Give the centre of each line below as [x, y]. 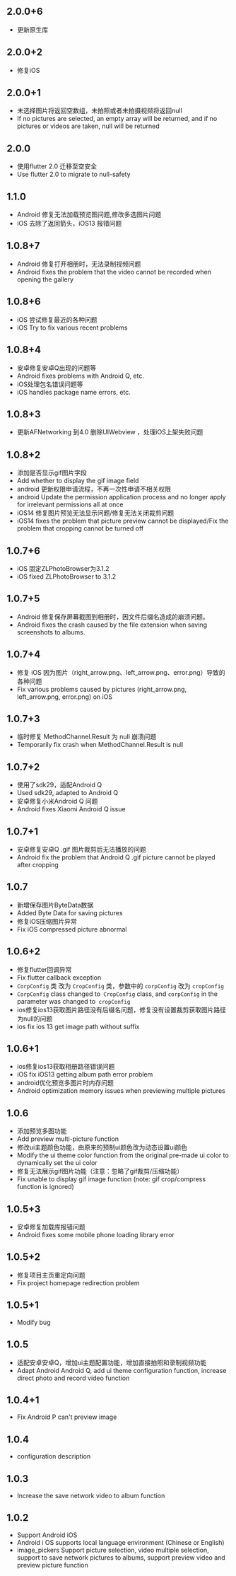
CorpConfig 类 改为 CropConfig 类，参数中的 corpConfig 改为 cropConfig [120, 985]
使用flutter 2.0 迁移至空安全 [57, 166]
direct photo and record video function [73, 1378]
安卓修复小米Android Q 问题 [57, 801]
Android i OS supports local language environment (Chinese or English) [120, 1542]
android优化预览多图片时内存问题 [65, 1083]
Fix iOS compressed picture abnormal [72, 929]
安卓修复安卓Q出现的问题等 [57, 368]
